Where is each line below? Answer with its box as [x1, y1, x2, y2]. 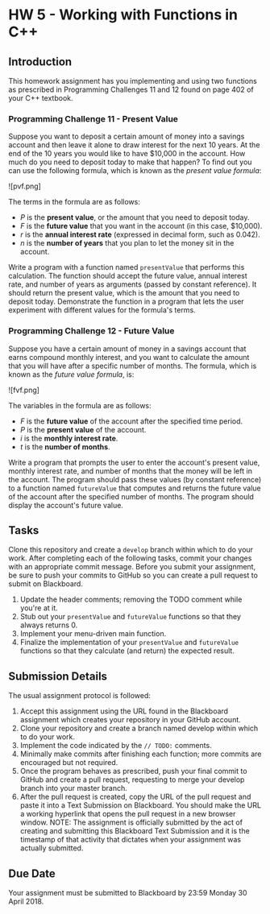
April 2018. [8, 896, 44, 907]
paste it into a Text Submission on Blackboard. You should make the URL [19, 800, 262, 810]
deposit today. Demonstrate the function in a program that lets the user [8, 296, 244, 307]
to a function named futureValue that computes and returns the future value [8, 483, 262, 493]
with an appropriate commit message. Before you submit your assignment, [8, 562, 256, 572]
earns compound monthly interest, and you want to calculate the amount [8, 352, 250, 362]
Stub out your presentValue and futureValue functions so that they [19, 612, 242, 622]
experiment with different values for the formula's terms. [8, 305, 196, 315]
